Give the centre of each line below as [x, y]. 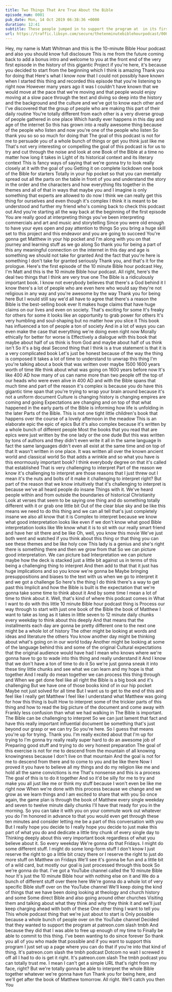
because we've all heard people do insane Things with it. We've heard [79, 489]
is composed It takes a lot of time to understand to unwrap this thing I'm [81, 359]
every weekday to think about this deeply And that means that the [75, 620]
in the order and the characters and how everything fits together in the [80, 184]
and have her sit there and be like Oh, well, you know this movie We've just [84, 533]
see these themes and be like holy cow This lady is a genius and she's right [85, 544]
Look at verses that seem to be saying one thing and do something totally [83, 500]
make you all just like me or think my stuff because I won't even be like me [84, 783]
